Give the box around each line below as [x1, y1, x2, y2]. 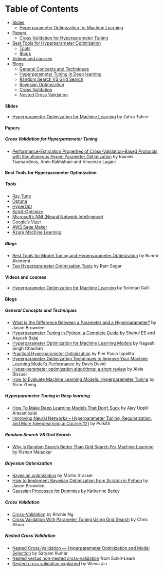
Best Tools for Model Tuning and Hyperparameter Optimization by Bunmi [12, 253, 158, 259]
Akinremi [12, 258, 30, 264]
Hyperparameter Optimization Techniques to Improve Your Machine [12, 356, 148, 361]
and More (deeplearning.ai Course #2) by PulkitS [12, 420, 110, 426]
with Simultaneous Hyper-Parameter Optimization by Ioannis [12, 153, 134, 159]
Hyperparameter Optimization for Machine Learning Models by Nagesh [12, 340, 155, 346]
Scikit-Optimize [12, 209, 43, 214]
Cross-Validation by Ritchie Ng [12, 511, 74, 517]
